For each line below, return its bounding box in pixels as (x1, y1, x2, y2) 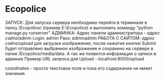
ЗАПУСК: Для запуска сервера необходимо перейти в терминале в (5, 20, 147, 25)
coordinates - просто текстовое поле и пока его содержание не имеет (5, 65, 153, 71)
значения (5, 70, 25, 76)
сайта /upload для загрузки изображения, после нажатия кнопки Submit (5, 40, 156, 46)
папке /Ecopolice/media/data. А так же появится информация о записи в (5, 50, 156, 57)
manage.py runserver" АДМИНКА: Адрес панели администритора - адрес (5, 30, 160, 36)
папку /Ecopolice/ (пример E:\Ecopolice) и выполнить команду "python (5, 24, 153, 30)
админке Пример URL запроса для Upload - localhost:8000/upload (5, 56, 144, 61)
